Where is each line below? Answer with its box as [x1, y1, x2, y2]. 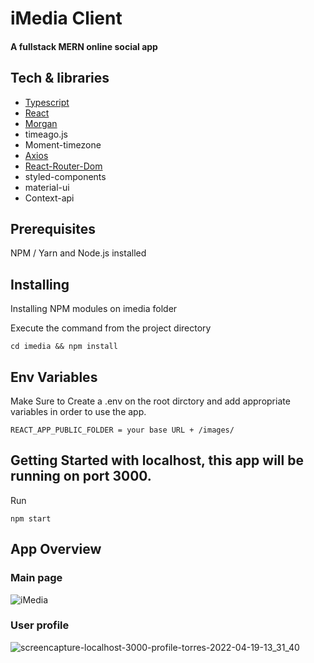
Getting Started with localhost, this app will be [10, 452, 304, 469]
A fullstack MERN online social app [10, 40, 158, 52]
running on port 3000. [10, 468, 152, 485]
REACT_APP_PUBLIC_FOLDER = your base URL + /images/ [10, 425, 235, 436]
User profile [10, 618, 70, 632]
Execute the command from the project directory [10, 322, 212, 334]
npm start [10, 513, 52, 524]
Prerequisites [10, 220, 96, 237]
